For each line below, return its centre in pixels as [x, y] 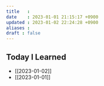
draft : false [24, 33]
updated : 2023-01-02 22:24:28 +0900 [52, 22]
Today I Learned [36, 57]
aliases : [18, 28]
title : [18, 11]
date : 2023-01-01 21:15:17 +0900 [52, 17]
